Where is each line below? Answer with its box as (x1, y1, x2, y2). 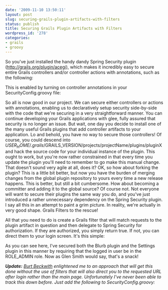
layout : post (5, 12, 33, 17)
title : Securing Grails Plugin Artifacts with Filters (5, 26, 122, 31)
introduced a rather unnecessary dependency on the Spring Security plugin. (5, 197, 163, 203)
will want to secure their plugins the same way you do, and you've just (5, 191, 150, 198)
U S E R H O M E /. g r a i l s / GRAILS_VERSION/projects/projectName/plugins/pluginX (5, 142, 162, 149)
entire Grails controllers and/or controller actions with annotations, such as (5, 69, 159, 75)
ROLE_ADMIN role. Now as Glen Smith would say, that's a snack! (5, 253, 139, 259)
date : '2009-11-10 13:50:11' (5, 7, 66, 13)
